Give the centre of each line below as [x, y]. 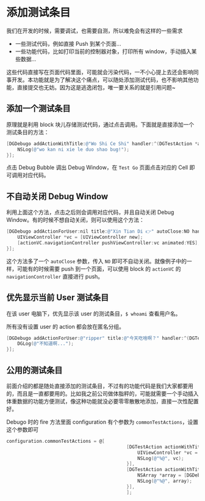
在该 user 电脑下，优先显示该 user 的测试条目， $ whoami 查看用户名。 [94, 314]
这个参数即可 [22, 429]
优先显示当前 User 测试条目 [58, 298]
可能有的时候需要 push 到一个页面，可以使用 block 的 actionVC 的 [99, 269]
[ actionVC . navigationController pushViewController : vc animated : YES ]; [109, 243]
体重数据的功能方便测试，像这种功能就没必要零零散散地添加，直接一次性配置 [103, 401]
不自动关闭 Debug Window [57, 196]
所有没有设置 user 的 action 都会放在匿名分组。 [66, 326]
